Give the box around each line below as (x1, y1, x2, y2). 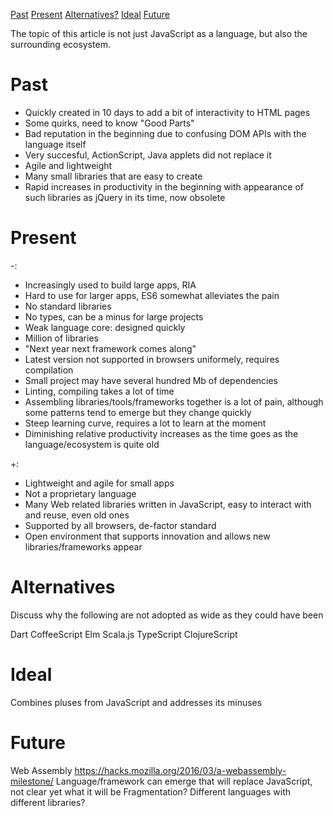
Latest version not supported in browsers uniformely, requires (24, 353, 280, 365)
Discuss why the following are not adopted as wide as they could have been (10, 609, 324, 621)
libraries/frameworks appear (24, 540, 143, 553)
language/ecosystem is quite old (24, 438, 160, 450)
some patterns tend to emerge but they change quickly (24, 406, 252, 418)
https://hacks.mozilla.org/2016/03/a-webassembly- (74, 764, 287, 776)
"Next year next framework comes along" (24, 342, 197, 354)
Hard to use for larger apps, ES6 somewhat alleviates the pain (24, 289, 280, 301)
